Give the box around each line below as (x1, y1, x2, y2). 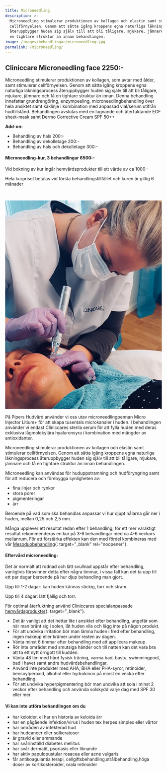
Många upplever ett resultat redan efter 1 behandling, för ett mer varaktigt (5, 525, 156, 531)
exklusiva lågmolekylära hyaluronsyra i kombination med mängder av (5, 429, 147, 435)
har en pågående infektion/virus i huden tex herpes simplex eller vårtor (12, 719, 158, 725)
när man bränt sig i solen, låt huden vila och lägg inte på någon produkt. (12, 623, 160, 629)
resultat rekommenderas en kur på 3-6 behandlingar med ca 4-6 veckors (5, 530, 155, 536)
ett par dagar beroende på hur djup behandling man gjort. (5, 574, 123, 580)
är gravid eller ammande (12, 735, 63, 741)
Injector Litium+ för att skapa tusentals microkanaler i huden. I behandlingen (5, 419, 162, 425)
